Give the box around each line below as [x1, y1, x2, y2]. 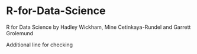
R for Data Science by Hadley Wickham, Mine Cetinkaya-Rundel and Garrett [6, 23, 191, 31]
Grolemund [6, 29, 34, 36]
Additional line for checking [6, 41, 73, 48]
